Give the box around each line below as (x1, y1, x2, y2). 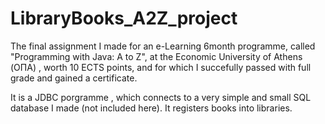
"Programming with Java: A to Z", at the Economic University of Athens (10, 50, 303, 62)
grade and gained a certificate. (10, 72, 138, 84)
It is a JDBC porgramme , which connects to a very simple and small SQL (10, 91, 312, 103)
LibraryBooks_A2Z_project (10, 7, 238, 30)
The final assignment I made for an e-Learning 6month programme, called (10, 40, 316, 52)
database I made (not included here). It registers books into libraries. (10, 102, 293, 114)
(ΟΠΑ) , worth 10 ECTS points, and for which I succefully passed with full (10, 61, 312, 73)
